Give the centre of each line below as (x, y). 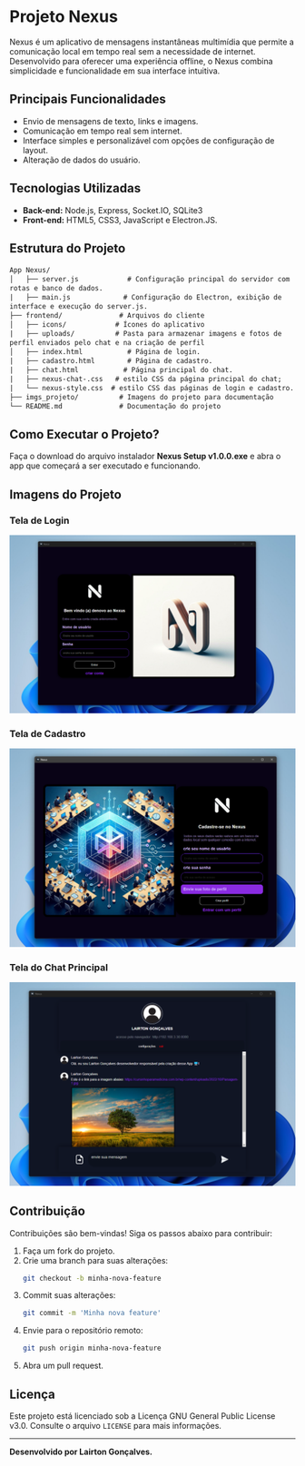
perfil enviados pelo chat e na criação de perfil (107, 343)
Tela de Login (39, 520)
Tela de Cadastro (48, 733)
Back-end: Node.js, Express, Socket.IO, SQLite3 (113, 210)
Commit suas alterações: (69, 1295)
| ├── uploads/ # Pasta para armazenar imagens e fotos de (146, 334)
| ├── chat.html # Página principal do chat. (121, 370)
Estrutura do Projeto (68, 248)
